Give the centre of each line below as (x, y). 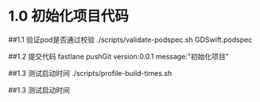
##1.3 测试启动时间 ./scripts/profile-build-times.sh (90, 73)
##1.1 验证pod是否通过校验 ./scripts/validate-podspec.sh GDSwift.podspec (130, 40)
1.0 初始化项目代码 (69, 16)
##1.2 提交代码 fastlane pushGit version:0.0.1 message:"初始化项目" (118, 56)
